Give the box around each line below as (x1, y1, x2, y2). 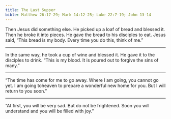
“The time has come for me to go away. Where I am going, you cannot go (5, 77, 159, 83)
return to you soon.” (5, 87, 47, 94)
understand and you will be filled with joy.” (5, 108, 94, 114)
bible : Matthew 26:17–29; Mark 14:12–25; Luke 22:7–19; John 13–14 (5, 12, 152, 17)
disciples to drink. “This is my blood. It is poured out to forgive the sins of (5, 57, 159, 63)
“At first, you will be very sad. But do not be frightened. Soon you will (5, 102, 150, 108)
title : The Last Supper (5, 7, 56, 13)
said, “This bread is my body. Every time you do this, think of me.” (5, 37, 144, 43)
